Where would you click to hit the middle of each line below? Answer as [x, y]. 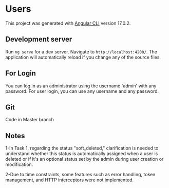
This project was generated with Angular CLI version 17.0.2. [68, 23]
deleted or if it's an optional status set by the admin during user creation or [85, 159]
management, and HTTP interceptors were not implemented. [70, 180]
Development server [39, 39]
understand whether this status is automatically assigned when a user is [82, 154]
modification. [19, 164]
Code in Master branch [30, 120]
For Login [21, 73]
